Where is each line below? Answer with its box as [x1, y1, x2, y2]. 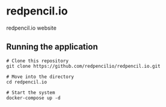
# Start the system [6, 89, 56, 96]
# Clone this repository [6, 57, 69, 64]
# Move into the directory [6, 74, 74, 80]
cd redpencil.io [6, 79, 47, 85]
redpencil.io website [6, 24, 57, 31]
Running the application [6, 42, 98, 52]
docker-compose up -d [6, 95, 61, 101]
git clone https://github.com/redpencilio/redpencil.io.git [6, 63, 161, 69]
